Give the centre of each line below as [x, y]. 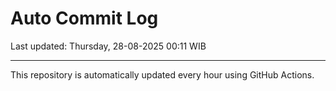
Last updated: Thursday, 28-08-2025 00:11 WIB [108, 46]
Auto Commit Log [84, 18]
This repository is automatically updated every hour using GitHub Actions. [162, 74]
